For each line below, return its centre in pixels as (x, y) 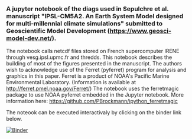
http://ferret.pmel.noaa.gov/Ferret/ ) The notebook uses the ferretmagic (92, 89)
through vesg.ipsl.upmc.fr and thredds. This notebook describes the (89, 57)
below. (14, 119)
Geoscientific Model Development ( (58, 31)
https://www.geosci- (140, 31)
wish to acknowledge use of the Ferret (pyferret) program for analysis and (96, 70)
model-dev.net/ (29, 38)
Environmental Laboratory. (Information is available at (71, 82)
